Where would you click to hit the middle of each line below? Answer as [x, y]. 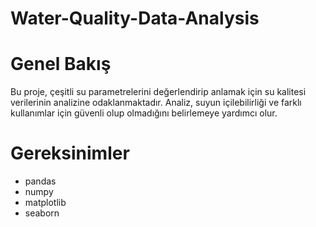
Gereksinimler [70, 153]
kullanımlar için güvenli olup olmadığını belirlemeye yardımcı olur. [144, 113]
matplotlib [45, 203]
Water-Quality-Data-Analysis [135, 18]
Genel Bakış [61, 64]
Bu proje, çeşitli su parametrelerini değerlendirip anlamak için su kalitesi [158, 92]
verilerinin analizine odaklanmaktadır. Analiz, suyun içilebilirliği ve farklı [156, 103]
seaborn [42, 213]
